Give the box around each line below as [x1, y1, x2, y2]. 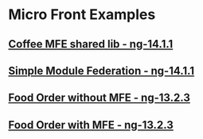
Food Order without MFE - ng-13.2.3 [8, 91, 191, 105]
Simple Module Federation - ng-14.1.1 [8, 64, 195, 77]
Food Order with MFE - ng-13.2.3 [8, 118, 174, 132]
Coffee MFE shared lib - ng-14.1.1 [8, 37, 174, 51]
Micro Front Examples [8, 6, 156, 24]
